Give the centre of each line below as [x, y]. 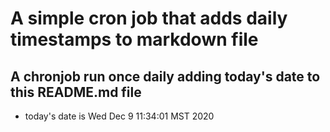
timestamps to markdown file [134, 39]
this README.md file [76, 92]
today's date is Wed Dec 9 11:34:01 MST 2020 [119, 116]
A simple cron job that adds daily [149, 18]
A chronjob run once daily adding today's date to [165, 76]
